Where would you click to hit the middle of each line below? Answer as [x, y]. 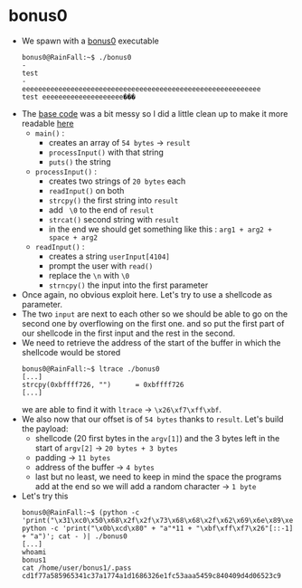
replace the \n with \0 [89, 275]
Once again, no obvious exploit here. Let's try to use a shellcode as [147, 294]
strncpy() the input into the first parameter [128, 285]
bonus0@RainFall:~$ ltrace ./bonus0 [90, 369]
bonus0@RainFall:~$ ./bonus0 [76, 57]
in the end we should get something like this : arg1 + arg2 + [160, 229]
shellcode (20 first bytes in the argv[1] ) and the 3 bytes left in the [157, 438]
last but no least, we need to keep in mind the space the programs [158, 477]
